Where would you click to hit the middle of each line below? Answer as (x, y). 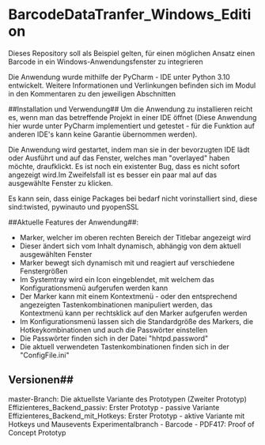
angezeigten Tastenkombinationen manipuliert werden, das (116, 304)
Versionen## (41, 380)
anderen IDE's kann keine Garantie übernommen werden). (103, 134)
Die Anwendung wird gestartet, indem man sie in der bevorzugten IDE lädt (129, 149)
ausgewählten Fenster (56, 254)
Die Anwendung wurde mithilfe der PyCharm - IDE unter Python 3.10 (119, 77)
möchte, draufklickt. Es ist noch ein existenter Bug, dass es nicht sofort (124, 166)
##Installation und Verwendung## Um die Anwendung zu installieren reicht (131, 109)
